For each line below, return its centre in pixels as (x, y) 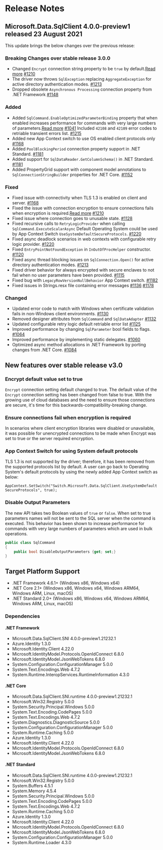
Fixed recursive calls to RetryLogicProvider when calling (68, 223)
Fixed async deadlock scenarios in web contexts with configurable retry (84, 239)
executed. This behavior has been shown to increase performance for (75, 523)
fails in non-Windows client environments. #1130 (60, 314)
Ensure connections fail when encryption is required (68, 417)
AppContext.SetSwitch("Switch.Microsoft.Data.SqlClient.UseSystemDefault (81, 486)
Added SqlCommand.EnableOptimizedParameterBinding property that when (85, 118)
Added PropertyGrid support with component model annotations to (79, 169)
